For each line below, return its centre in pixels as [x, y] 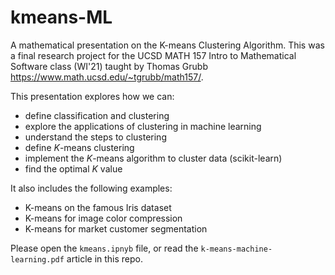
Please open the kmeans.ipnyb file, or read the [104, 248]
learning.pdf [37, 259]
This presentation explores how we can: [92, 96]
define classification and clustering [97, 115]
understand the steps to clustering [95, 137]
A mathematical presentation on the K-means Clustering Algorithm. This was [167, 45]
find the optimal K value [73, 168]
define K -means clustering [79, 147]
